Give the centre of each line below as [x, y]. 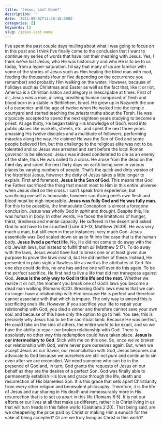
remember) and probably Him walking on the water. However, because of [78, 82]
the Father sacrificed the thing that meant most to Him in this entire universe [81, 185]
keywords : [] [18, 28]
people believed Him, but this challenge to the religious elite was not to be [79, 144]
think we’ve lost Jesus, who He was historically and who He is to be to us [78, 61]
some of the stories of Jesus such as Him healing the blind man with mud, [79, 72]
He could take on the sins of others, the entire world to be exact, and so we [80, 324]
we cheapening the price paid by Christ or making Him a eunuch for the [76, 412]
